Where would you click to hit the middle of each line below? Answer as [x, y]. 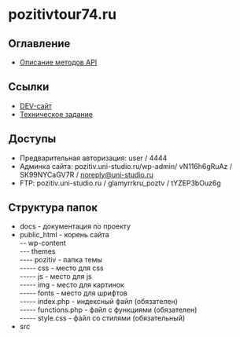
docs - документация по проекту [75, 226]
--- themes [37, 251]
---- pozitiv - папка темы [61, 260]
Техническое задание [56, 114]
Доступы [32, 139]
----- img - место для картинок [72, 285]
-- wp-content [43, 243]
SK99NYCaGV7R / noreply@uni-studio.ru [86, 174]
